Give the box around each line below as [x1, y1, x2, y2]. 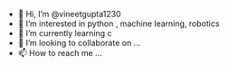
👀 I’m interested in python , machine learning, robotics [17, 18, 220, 29]
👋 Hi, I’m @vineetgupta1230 [17, 9, 121, 19]
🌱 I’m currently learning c [17, 28, 112, 38]
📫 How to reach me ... [17, 48, 102, 58]
